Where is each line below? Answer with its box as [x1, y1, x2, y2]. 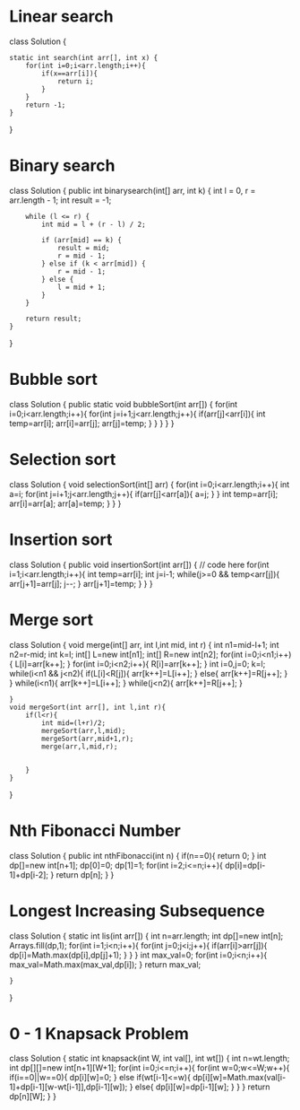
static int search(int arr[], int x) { [9, 53, 159, 62]
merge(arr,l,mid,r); [41, 742, 118, 751]
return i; [56, 76, 94, 86]
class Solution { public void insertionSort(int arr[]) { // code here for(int [9, 559, 270, 570]
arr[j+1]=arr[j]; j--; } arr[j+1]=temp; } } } [9, 578, 154, 589]
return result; [25, 314, 82, 323]
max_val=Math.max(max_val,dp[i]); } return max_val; [9, 958, 201, 970]
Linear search [9, 6, 114, 27]
